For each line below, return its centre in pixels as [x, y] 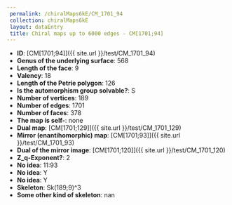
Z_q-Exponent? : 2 [43, 158]
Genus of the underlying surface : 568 [73, 61]
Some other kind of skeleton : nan [66, 195]
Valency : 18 [34, 76]
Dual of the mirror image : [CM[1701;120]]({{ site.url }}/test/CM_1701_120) [121, 150]
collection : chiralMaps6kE [49, 20]
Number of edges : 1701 [50, 105]
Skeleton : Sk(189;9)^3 [49, 187]
